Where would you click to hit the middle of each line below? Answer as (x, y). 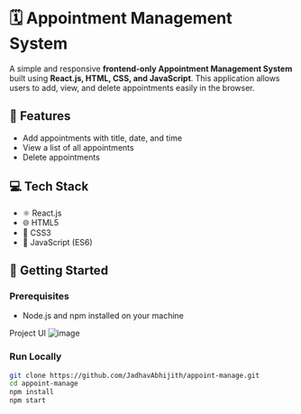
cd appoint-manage (44, 384)
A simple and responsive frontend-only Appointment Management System (151, 69)
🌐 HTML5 (41, 222)
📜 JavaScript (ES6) (57, 242)
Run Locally (36, 356)
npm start (28, 400)
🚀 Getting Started (59, 270)
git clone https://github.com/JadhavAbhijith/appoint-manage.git (134, 375)
